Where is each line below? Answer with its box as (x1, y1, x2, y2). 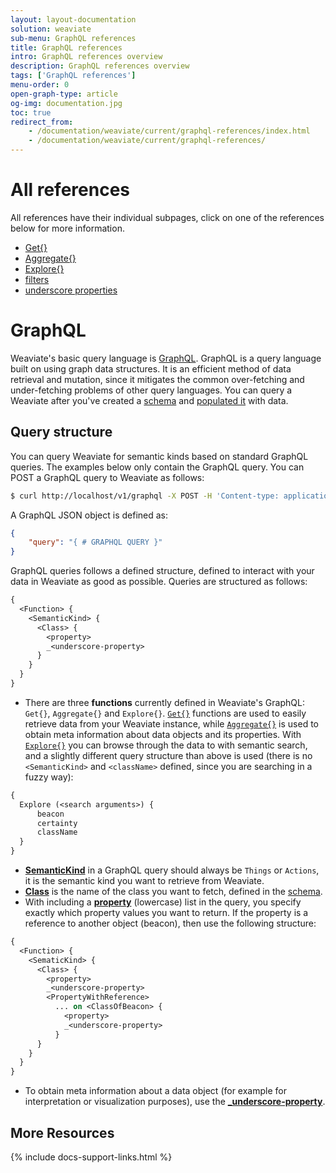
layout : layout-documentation (10, 14, 137, 25)
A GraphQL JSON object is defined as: (10, 509, 169, 521)
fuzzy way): (24, 771, 74, 783)
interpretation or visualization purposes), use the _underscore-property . (24, 1096, 326, 1108)
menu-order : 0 (10, 80, 70, 90)
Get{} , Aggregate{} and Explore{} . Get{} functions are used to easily (24, 707, 307, 719)
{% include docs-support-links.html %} (10, 1151, 173, 1163)
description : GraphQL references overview (10, 61, 190, 71)
